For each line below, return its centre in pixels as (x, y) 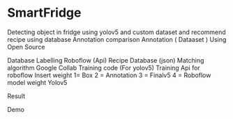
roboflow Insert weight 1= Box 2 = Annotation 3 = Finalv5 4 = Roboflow (109, 75)
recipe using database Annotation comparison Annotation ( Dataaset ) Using (117, 39)
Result (16, 96)
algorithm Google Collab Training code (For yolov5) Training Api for (104, 68)
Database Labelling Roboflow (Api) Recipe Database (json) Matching (106, 60)
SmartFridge (44, 13)
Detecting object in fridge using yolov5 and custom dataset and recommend (117, 32)
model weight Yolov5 (37, 82)
